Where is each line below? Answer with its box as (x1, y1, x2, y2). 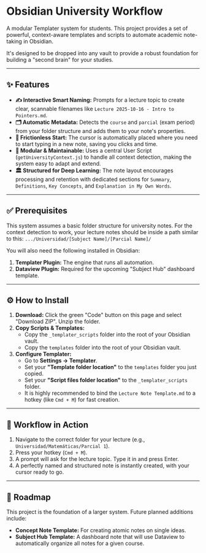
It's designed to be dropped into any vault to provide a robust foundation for (6, 49, 199, 56)
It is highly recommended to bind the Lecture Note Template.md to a (24, 389, 196, 397)
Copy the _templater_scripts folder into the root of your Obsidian (24, 331, 191, 338)
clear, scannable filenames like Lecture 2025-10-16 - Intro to (15, 105, 175, 112)
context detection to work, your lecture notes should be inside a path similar (6, 228, 199, 235)
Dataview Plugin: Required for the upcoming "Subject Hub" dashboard (15, 265, 195, 272)
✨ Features (6, 80, 50, 90)
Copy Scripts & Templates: (15, 324, 85, 332)
